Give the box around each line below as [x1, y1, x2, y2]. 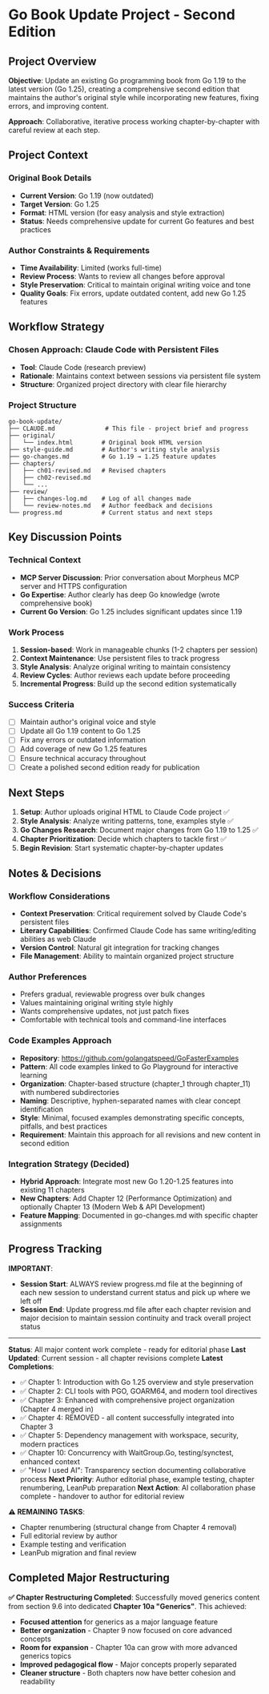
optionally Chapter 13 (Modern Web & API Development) [19, 1202, 206, 1212]
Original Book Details [8, 172, 92, 183]
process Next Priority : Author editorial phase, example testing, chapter [19, 1474, 255, 1483]
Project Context [8, 148, 88, 162]
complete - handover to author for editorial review [19, 1491, 185, 1501]
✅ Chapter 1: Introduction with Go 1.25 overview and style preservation [19, 1377, 254, 1386]
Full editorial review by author [19, 1531, 118, 1540]
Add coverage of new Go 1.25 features [19, 744, 147, 754]
